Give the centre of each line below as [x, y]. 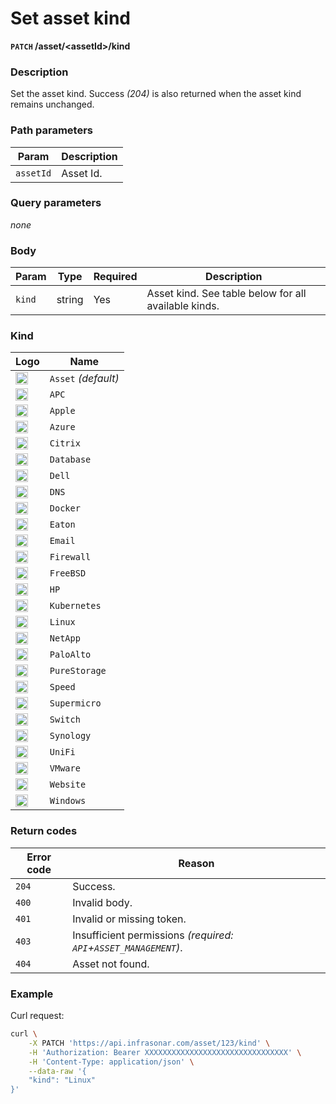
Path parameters [51, 130]
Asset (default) [84, 379]
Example [32, 994]
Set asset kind [70, 18]
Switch [65, 720]
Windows [68, 801]
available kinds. [183, 306]
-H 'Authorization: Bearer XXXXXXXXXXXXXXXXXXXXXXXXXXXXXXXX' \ [165, 1052]
